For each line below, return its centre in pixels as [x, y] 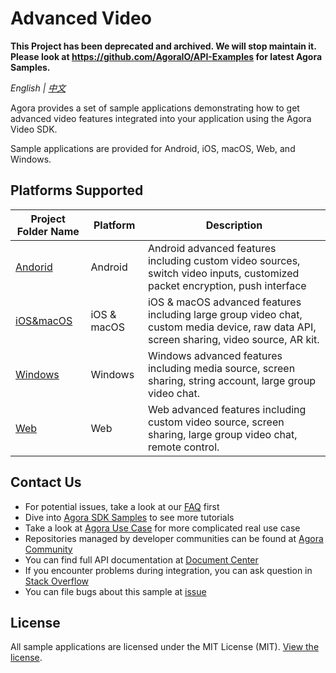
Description [234, 225]
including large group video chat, [225, 314]
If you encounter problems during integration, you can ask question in [168, 570]
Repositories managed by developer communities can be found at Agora [174, 538]
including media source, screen [221, 368]
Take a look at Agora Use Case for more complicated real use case [162, 528]
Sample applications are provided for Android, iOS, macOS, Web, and [153, 148]
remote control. [183, 447]
